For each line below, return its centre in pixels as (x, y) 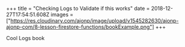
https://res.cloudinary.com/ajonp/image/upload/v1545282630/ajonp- (95, 21)
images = (62, 15)
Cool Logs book (25, 38)
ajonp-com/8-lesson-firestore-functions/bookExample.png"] (80, 27)
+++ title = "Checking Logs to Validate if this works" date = (78, 8)
